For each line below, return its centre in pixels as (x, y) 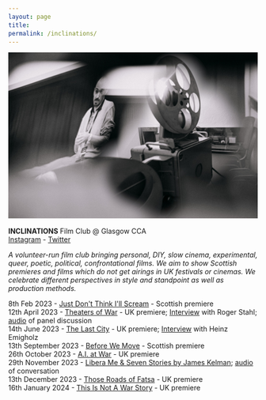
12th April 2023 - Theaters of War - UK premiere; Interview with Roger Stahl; (133, 312)
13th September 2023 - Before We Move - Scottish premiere (106, 346)
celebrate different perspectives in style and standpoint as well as (116, 280)
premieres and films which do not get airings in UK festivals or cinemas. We (132, 272)
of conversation (34, 371)
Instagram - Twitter (40, 240)
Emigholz (23, 338)
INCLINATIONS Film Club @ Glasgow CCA (77, 231)
